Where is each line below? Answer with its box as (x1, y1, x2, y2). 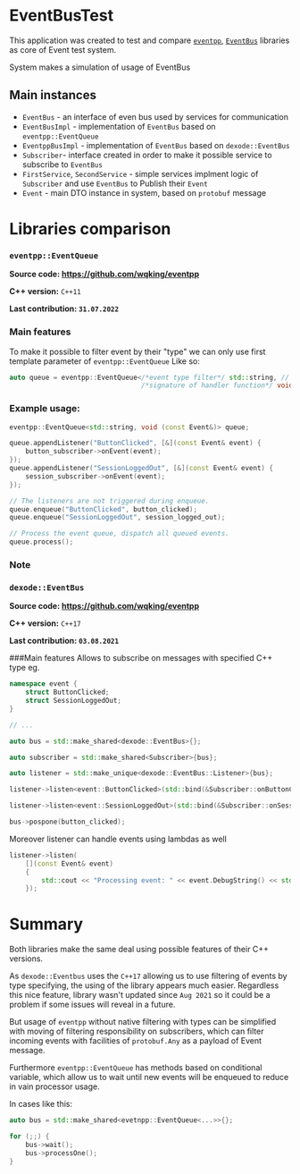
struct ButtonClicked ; (25, 688, 110, 697)
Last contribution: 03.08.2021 (9, 636, 119, 646)
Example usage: (9, 402, 80, 415)
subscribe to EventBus (21, 158, 103, 170)
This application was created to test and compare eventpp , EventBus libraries (9, 35, 290, 46)
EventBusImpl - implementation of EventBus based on (21, 121, 216, 131)
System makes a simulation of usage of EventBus (9, 62, 191, 72)
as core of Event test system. (9, 44, 117, 55)
